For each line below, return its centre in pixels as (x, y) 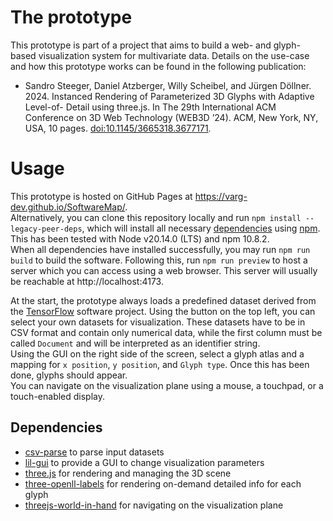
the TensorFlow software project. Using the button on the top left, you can (163, 311)
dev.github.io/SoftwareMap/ (68, 207)
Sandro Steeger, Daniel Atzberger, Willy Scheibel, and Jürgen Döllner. (168, 85)
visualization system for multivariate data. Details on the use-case (174, 55)
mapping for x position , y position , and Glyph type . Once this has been (160, 364)
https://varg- (221, 196)
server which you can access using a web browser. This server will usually (164, 270)
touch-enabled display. (58, 396)
